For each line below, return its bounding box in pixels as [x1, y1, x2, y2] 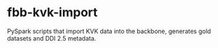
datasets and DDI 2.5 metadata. [7, 34, 97, 42]
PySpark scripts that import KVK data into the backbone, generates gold [7, 27, 211, 35]
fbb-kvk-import [7, 5, 98, 20]
